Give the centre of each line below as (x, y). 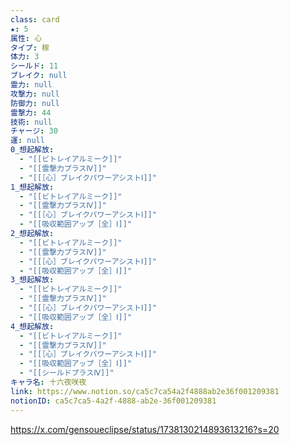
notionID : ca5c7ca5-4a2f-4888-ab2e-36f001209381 (113, 401)
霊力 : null (31, 85)
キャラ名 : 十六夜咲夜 (48, 382)
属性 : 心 (26, 38)
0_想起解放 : (32, 150)
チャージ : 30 (34, 131)
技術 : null (31, 122)
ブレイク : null (39, 76)
